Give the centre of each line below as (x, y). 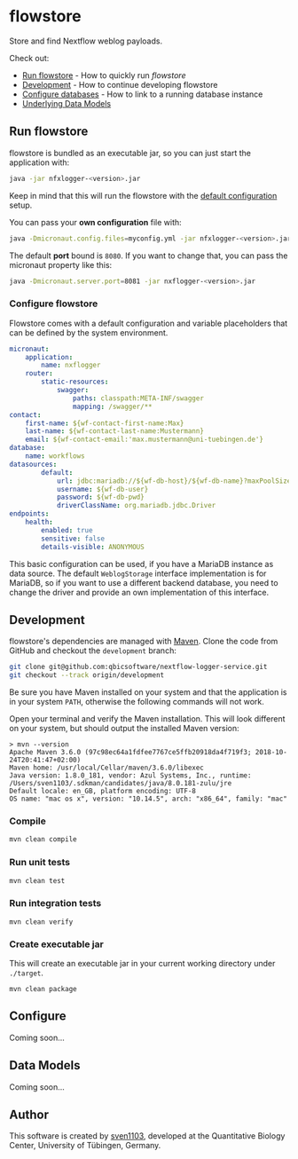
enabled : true (67, 530)
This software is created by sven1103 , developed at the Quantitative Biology (147, 1136)
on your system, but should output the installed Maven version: (124, 729)
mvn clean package (43, 989)
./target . (27, 973)
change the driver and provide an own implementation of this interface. (139, 592)
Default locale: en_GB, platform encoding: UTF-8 (103, 792)
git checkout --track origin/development (87, 675)
